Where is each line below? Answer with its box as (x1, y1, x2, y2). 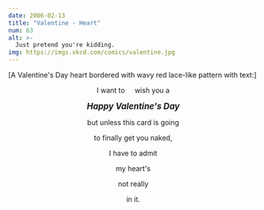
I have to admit (109, 148, 158, 158)
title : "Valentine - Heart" (8, 19, 101, 27)
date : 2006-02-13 (8, 11, 66, 20)
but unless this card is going (86, 118, 180, 127)
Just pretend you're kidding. (15, 41, 115, 49)
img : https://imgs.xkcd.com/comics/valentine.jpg (8, 48, 176, 56)
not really (117, 179, 149, 189)
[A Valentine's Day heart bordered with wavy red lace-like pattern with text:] (8, 71, 257, 79)
